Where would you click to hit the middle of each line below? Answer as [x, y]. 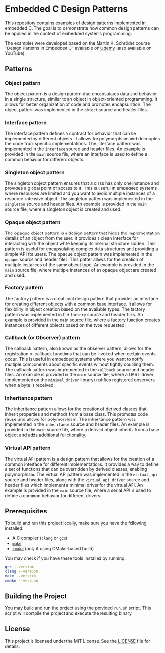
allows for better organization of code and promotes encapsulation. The [78, 104]
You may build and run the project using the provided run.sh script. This [78, 608]
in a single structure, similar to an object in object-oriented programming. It [81, 99]
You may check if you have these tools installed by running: [66, 558]
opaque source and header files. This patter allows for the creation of [74, 259]
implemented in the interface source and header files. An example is [75, 149]
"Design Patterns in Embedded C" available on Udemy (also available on [78, 48]
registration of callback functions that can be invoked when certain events [81, 354]
